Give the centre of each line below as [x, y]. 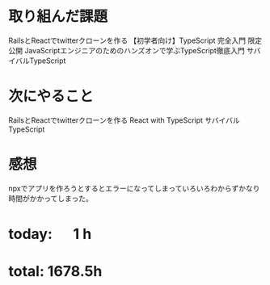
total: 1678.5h [55, 272]
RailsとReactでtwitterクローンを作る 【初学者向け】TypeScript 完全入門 [127, 40]
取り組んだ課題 [58, 17]
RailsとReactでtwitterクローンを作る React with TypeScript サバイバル [124, 120]
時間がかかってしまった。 [51, 198]
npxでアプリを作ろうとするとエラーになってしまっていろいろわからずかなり [134, 188]
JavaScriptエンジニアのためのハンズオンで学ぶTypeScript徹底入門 [134, 50]
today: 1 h [50, 234]
